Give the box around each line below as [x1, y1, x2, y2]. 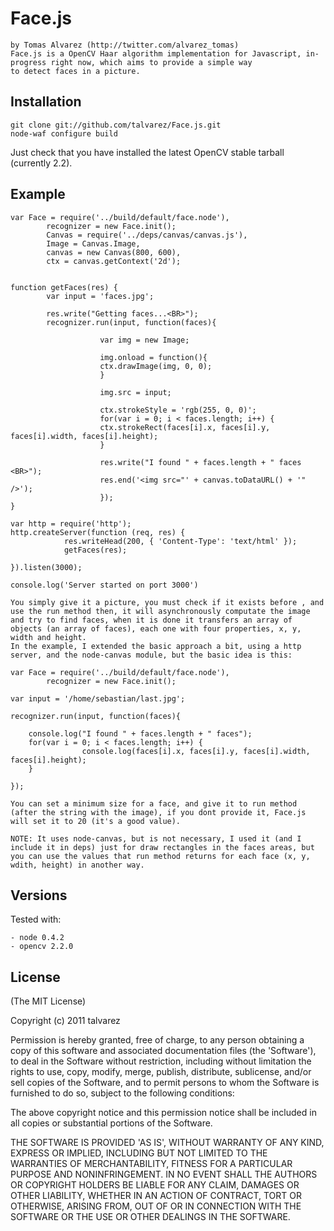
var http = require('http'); [10, 518, 132, 529]
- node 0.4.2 [10, 933, 65, 943]
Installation [10, 93, 82, 111]
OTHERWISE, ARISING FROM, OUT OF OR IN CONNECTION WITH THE [10, 1200, 302, 1212]
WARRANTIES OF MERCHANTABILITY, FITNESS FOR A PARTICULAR [10, 1158, 293, 1170]
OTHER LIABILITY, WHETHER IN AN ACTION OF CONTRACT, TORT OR [10, 1190, 302, 1202]
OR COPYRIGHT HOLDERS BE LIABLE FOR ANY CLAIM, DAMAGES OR [10, 1179, 300, 1191]
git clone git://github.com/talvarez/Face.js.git [10, 120, 222, 130]
